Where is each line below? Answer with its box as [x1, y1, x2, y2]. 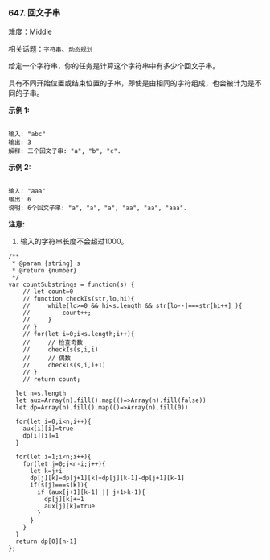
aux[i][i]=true [22, 425, 74, 433]
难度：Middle [8, 27, 52, 37]
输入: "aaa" [8, 187, 46, 195]
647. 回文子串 [8, 6, 61, 18]
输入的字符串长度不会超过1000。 [19, 236, 129, 247]
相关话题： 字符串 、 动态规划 [8, 44, 93, 54]
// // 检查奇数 [22, 338, 83, 347]
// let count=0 [22, 288, 74, 296]
